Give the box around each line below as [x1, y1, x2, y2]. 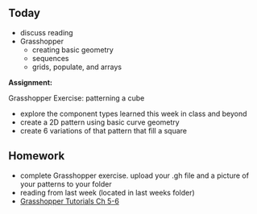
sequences [31, 53, 69, 63]
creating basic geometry [31, 44, 114, 55]
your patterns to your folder [19, 179, 112, 188]
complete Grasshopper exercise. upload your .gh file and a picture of [19, 171, 250, 180]
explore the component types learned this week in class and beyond [19, 109, 247, 118]
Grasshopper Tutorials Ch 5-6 [19, 196, 119, 206]
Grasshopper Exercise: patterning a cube [8, 93, 145, 103]
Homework [8, 149, 65, 163]
